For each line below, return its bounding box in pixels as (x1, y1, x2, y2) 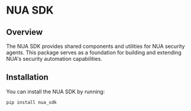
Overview (6, 27, 43, 37)
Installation (6, 72, 49, 83)
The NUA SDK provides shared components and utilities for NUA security (6, 43, 185, 50)
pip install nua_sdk (6, 99, 58, 105)
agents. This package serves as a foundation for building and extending (6, 49, 182, 56)
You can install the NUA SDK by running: (6, 88, 105, 95)
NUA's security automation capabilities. (6, 56, 103, 62)
